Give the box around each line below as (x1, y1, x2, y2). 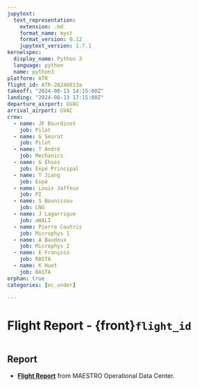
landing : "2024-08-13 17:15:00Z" (7, 94, 104, 101)
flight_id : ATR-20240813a (7, 81, 82, 88)
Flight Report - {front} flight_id (7, 318, 192, 334)
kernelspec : (7, 49, 42, 56)
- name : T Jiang (13, 172, 60, 179)
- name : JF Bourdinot (13, 120, 76, 127)
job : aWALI (19, 217, 51, 224)
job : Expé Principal (19, 165, 79, 172)
